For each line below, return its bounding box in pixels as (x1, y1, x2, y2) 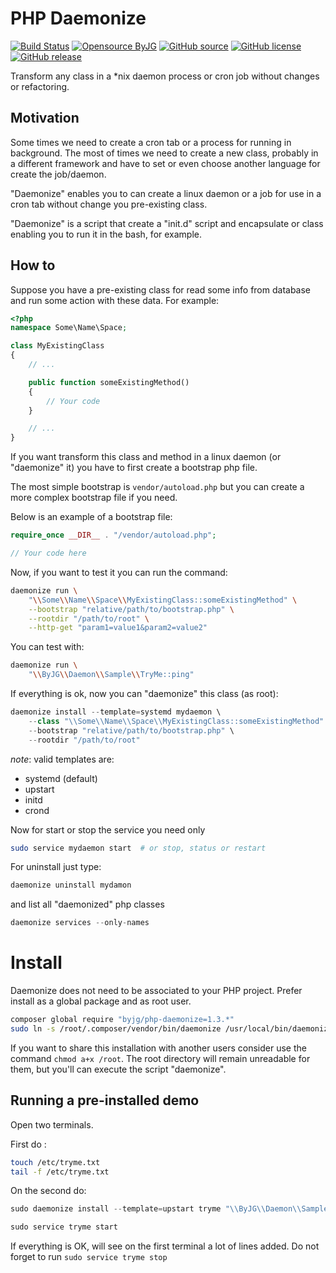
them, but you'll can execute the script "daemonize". (10, 1063, 227, 1075)
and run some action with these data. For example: (10, 294, 220, 306)
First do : (10, 1138, 47, 1150)
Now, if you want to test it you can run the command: (10, 566, 228, 578)
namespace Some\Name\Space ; (10, 323, 128, 333)
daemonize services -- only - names (10, 918, 150, 928)
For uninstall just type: (10, 861, 102, 873)
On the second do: (10, 1185, 87, 1197)
